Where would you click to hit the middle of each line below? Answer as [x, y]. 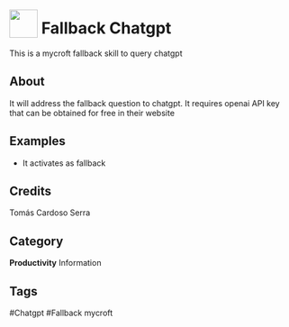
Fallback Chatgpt [106, 28]
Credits [31, 191]
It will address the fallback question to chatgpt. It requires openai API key [145, 103]
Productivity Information [55, 263]
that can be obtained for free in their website [92, 113]
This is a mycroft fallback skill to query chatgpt [96, 53]
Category [36, 241]
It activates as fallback [64, 163]
